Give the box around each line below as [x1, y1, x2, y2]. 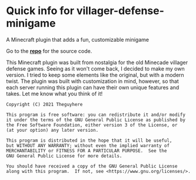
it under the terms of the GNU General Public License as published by [6, 116, 185, 123]
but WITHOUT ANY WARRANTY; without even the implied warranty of [6, 142, 170, 148]
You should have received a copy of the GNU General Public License [6, 163, 178, 169]
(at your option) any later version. [6, 127, 99, 133]
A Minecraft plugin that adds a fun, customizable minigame [6, 36, 149, 43]
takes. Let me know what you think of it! [6, 90, 103, 97]
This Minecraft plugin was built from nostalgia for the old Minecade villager [6, 59, 188, 66]
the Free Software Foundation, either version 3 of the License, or [6, 122, 178, 128]
